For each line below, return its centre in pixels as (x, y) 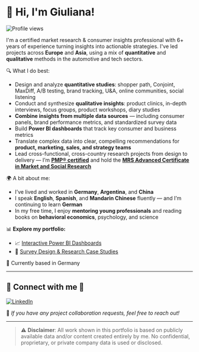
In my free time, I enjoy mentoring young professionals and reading (98, 210)
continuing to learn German (49, 204)
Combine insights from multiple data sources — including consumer (99, 116)
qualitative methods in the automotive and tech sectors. (75, 59)
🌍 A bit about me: (28, 178)
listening (25, 97)
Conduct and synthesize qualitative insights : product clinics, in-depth (100, 103)
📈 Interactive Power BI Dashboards (58, 243)
